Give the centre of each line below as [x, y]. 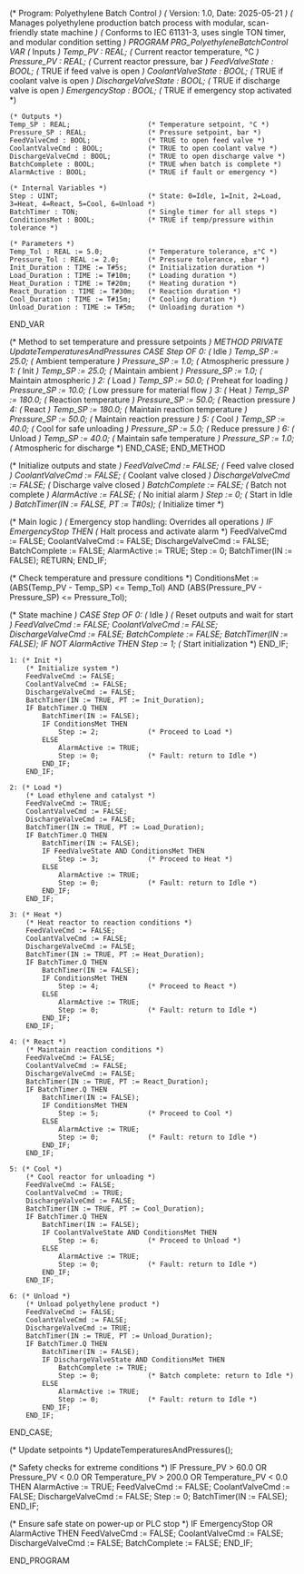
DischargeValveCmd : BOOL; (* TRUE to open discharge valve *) [147, 156]
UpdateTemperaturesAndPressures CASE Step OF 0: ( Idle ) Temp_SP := [144, 351]
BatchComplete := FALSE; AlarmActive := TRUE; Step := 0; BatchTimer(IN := [151, 550]
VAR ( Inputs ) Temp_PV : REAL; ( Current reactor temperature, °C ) [134, 52]
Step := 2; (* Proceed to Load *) [145, 732]
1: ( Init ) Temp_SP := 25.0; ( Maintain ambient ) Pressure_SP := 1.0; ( [136, 371]
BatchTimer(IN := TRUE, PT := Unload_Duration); [119, 1336]
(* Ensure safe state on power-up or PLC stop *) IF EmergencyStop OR [142, 1524]
